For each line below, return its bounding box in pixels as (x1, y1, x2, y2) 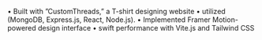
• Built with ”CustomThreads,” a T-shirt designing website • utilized (7, 7, 226, 16)
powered (7, 24, 36, 32)
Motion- (211, 15, 238, 24)
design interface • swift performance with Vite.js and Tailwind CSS (37, 24, 255, 32)
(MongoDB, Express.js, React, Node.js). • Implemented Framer (7, 15, 211, 24)
